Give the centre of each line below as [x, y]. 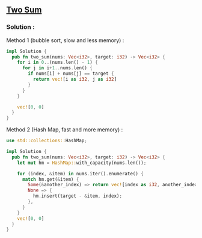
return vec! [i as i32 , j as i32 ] [75, 80]
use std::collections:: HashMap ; [47, 141]
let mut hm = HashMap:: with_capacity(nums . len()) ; [82, 163]
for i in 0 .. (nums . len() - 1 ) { [57, 63]
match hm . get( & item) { [50, 179]
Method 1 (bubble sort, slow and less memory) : [65, 40]
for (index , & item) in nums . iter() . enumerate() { [81, 174]
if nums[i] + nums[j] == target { [71, 74]
